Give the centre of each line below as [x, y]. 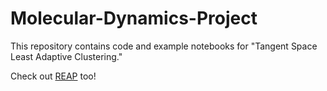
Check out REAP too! [53, 76]
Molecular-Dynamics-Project [134, 18]
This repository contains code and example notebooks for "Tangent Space [164, 46]
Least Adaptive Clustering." [66, 56]
